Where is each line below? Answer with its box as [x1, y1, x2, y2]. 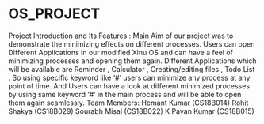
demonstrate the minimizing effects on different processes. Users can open [8, 39, 255, 48]
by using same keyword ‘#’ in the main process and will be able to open [8, 89, 242, 99]
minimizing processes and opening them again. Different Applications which [8, 56, 257, 66]
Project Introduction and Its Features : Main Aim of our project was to [8, 31, 234, 40]
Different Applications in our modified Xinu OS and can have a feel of [8, 47, 234, 57]
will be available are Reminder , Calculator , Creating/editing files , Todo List [8, 64, 255, 73]
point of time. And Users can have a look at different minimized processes [8, 81, 251, 91]
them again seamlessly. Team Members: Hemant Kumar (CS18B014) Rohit [8, 98, 249, 107]
